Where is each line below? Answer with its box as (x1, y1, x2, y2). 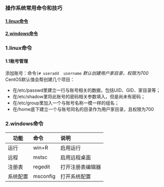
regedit (33, 163, 51, 170)
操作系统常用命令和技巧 (5, 4, 62, 11)
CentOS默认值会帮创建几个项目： (5, 77, 75, 83)
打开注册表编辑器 (60, 163, 101, 170)
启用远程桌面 (60, 154, 91, 161)
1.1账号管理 (5, 58, 28, 64)
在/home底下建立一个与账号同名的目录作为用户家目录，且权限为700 (12, 106, 154, 113)
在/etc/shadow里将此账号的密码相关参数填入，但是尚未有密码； (12, 94, 146, 100)
